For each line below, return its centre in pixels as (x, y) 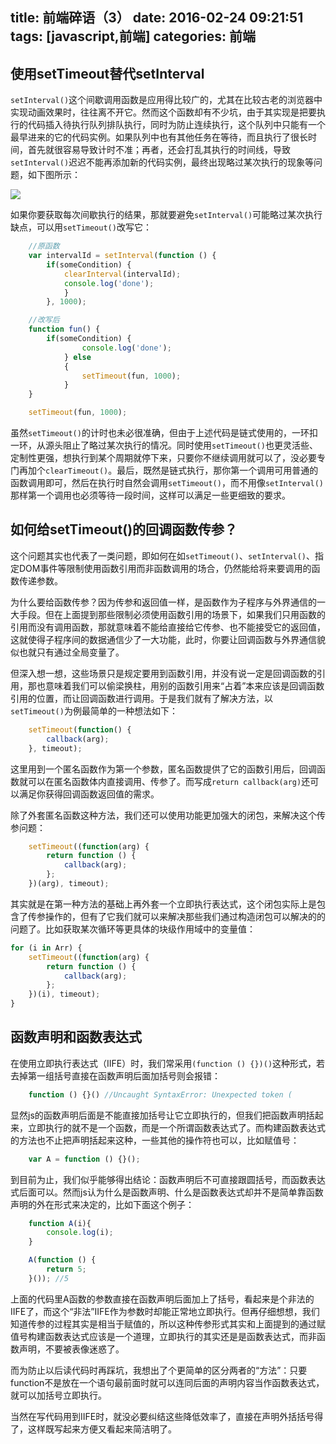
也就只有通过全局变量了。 (71, 652)
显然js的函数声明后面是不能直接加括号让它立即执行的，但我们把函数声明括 (162, 1115)
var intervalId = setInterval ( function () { (122, 256)
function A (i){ (60, 1223)
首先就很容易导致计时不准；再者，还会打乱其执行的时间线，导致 (159, 150)
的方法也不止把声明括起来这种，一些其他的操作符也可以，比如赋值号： (155, 1140)
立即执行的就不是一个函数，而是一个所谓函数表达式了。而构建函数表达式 (176, 1127)
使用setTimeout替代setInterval (107, 73)
